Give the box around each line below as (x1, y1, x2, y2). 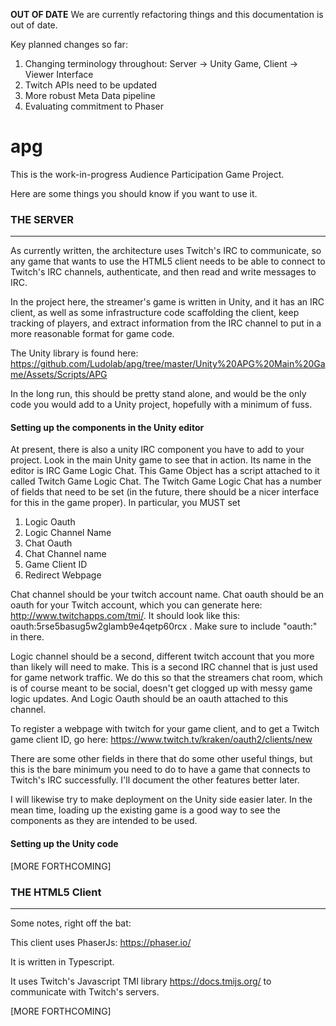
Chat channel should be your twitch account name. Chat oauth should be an (10, 589, 324, 601)
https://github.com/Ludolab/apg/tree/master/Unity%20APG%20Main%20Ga (10, 358, 326, 370)
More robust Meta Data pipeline (24, 90, 156, 101)
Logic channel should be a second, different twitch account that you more (10, 650, 315, 663)
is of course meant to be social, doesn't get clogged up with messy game (10, 682, 313, 694)
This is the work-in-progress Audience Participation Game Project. (10, 168, 285, 180)
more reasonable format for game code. (10, 328, 175, 340)
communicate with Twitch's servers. (10, 985, 160, 998)
